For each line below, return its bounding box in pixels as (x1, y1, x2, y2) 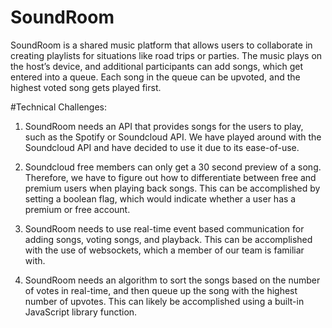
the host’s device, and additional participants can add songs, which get (10, 60, 304, 72)
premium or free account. (24, 203, 131, 215)
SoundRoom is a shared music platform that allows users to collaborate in (10, 39, 313, 51)
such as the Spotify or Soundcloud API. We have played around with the (24, 131, 322, 143)
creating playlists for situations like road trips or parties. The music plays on (10, 49, 323, 61)
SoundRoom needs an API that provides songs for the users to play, (24, 120, 304, 132)
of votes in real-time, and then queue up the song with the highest (24, 284, 298, 296)
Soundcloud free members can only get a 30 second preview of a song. (24, 161, 322, 173)
